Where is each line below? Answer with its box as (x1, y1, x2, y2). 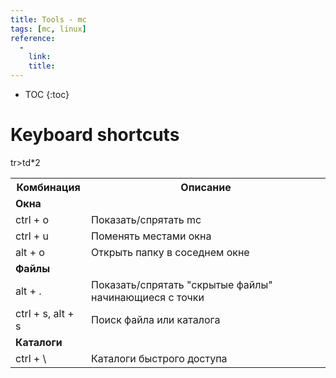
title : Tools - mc (10, 14, 87, 25)
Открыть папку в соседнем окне (91, 245, 250, 259)
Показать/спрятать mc (91, 212, 202, 226)
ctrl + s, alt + (15, 306, 75, 320)
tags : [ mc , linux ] (10, 24, 87, 34)
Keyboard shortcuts (10, 124, 180, 146)
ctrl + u (15, 229, 49, 243)
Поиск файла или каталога (91, 312, 221, 326)
